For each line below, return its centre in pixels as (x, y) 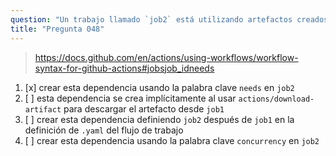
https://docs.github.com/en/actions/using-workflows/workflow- (166, 57)
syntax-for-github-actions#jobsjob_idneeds (124, 68)
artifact (43, 109)
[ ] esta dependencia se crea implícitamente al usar (130, 98)
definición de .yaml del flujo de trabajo (104, 130)
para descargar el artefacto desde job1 (144, 108)
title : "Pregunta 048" (57, 29)
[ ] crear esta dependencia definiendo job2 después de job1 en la (159, 119)
